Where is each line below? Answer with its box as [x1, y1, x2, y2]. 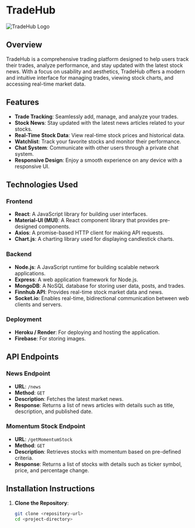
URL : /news [14, 383, 41, 390]
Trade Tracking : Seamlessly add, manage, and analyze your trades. [14, 113, 179, 120]
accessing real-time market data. [6, 80, 86, 87]
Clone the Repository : [14, 499, 69, 506]
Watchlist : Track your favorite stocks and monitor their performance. [14, 138, 182, 145]
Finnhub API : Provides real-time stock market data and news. [14, 288, 164, 295]
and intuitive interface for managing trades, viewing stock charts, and [6, 74, 174, 81]
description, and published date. [14, 408, 93, 415]
